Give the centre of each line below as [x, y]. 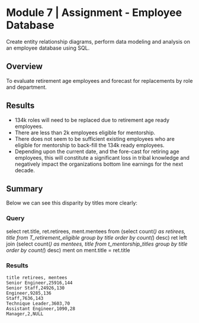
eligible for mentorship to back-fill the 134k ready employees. [89, 145]
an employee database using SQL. [48, 48]
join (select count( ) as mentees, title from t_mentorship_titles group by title [97, 244]
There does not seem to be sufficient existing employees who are [94, 138]
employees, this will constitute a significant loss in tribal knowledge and [102, 157]
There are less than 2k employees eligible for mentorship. [85, 133]
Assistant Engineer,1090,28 [41, 309]
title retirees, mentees [37, 277]
